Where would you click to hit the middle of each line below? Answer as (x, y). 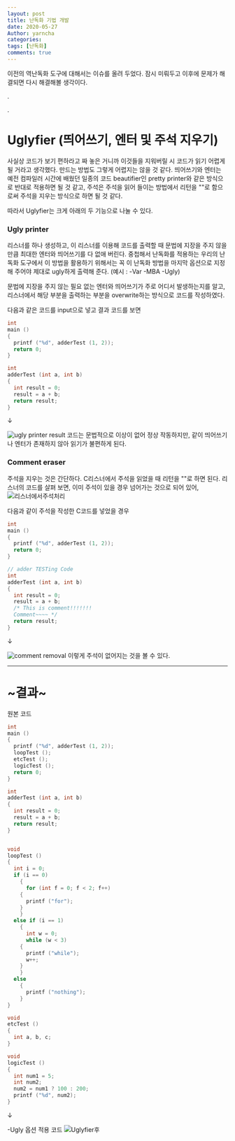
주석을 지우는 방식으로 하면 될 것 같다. (71, 196)
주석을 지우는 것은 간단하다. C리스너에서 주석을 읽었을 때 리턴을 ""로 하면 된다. (114, 478)
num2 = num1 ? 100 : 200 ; (51, 1089)
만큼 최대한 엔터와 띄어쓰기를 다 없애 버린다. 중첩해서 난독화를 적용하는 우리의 (113, 254)
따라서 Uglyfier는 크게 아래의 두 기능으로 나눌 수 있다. (80, 210)
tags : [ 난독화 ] (27, 46)
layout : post (26, 14)
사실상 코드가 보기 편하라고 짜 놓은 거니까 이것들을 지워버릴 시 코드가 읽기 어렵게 (116, 161)
